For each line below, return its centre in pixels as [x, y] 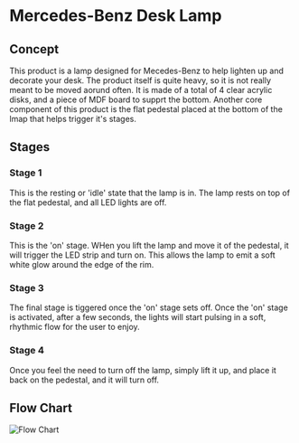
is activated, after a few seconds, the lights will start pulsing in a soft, [138, 317]
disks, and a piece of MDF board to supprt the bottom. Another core [136, 99]
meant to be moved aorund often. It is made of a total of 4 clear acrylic [141, 90]
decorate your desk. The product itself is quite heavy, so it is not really [140, 80]
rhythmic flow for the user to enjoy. [75, 327]
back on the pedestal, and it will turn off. [84, 380]
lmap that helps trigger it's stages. [73, 119]
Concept [34, 49]
